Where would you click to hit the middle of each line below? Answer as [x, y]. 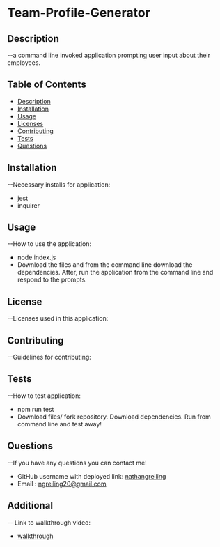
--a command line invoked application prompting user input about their [109, 55]
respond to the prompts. [52, 279]
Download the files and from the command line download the [105, 265]
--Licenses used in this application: [58, 318]
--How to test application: [44, 396]
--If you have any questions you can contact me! [77, 463]
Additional [30, 506]
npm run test [36, 409]
